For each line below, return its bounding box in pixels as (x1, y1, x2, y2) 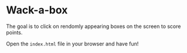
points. (6, 29, 23, 36)
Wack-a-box (6, 3, 68, 17)
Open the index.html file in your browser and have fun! (6, 40, 139, 47)
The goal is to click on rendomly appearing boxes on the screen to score (6, 23, 181, 30)
